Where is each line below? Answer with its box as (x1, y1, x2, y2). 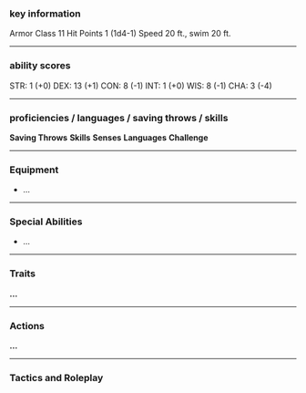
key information (9, 7, 81, 20)
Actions (9, 319, 46, 332)
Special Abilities (9, 215, 83, 228)
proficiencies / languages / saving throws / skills (9, 111, 229, 124)
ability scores (9, 59, 71, 72)
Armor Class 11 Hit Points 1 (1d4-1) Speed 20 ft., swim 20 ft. (9, 28, 231, 39)
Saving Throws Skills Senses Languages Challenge (9, 131, 209, 143)
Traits (9, 267, 36, 280)
